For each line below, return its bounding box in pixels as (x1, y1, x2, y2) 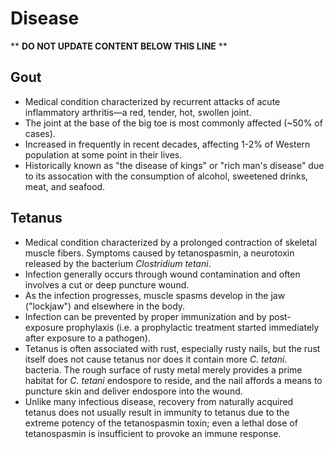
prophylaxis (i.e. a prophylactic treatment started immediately (66, 321, 320, 333)
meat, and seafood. (24, 180, 106, 192)
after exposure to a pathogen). (24, 332, 151, 344)
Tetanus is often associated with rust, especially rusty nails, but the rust (24, 342, 321, 354)
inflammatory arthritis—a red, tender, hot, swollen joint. (24, 106, 252, 118)
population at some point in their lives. (24, 148, 183, 161)
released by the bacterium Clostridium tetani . (24, 257, 212, 269)
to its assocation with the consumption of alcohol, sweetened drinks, (24, 170, 309, 182)
